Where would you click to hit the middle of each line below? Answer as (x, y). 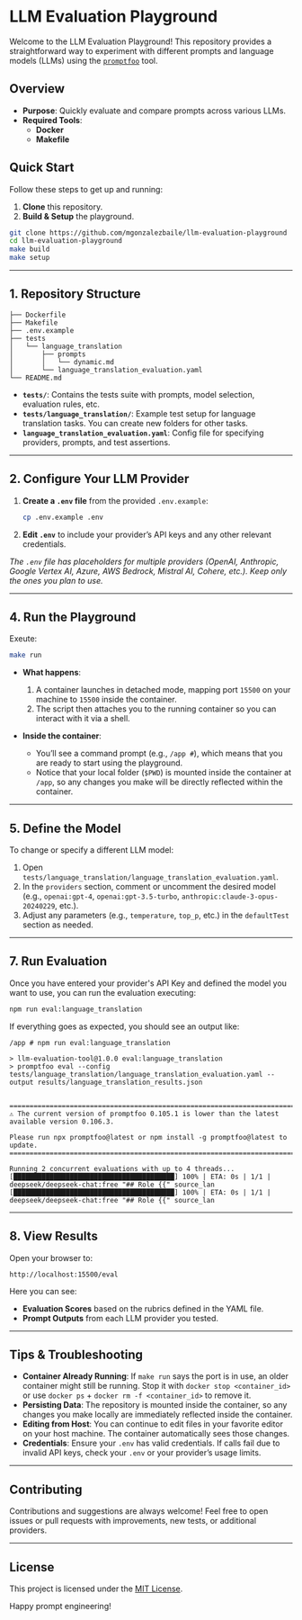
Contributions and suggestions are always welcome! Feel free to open (139, 1511)
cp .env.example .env (62, 517)
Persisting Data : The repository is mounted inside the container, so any (155, 1405)
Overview (37, 89)
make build (30, 249)
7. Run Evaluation (58, 961)
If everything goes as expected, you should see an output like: (124, 1026)
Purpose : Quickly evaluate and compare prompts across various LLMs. (154, 111)
